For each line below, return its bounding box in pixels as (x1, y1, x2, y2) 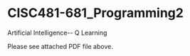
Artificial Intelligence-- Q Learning (7, 28, 107, 37)
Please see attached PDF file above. (7, 42, 114, 50)
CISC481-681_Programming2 (7, 5, 184, 21)
